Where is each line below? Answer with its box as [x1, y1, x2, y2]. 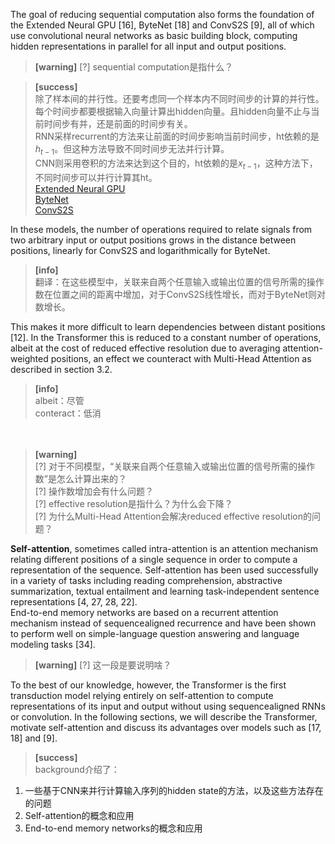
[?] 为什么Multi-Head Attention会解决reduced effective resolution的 [34, 510, 312, 522]
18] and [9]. [10, 732, 58, 744]
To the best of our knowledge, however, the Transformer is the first [10, 679, 287, 691]
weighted [10, 352, 49, 364]
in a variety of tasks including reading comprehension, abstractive [10, 574, 283, 586]
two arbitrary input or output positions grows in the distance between [10, 234, 297, 246]
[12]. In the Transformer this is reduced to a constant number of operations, [10, 331, 322, 343]
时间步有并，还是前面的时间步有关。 [43, 118, 193, 129]
